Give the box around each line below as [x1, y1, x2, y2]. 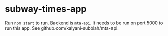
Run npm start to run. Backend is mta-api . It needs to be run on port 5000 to [5, 20, 163, 26]
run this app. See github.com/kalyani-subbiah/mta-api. [5, 25, 119, 31]
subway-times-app [5, 3, 87, 15]
